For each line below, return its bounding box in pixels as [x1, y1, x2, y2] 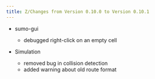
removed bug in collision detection [23, 59, 108, 67]
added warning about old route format [23, 66, 117, 73]
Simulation [14, 48, 41, 55]
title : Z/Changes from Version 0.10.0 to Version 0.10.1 [6, 8, 150, 15]
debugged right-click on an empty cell [23, 36, 117, 43]
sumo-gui [14, 25, 38, 32]
